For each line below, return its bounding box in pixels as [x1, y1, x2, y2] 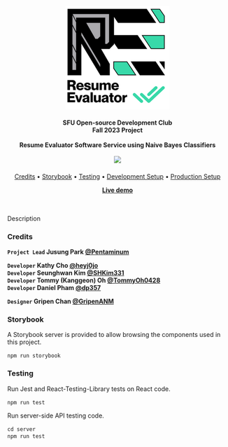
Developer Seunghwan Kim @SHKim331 [7, 269, 124, 277]
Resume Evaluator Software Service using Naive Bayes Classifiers [19, 141, 216, 149]
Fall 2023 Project [92, 126, 143, 135]
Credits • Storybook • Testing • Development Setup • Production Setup [14, 172, 221, 181]
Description [7, 214, 41, 223]
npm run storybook [7, 352, 61, 359]
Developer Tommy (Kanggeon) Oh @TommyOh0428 [7, 276, 161, 284]
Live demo [101, 186, 134, 194]
